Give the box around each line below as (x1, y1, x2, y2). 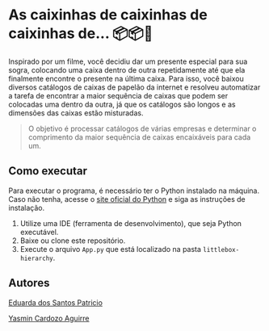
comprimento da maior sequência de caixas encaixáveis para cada (27, 132, 251, 142)
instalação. (8, 203, 45, 212)
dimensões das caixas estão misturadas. (8, 107, 144, 118)
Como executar (8, 164, 87, 178)
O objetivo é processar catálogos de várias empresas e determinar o (27, 124, 257, 133)
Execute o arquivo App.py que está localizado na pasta (19, 244, 202, 253)
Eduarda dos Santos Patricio (8, 297, 103, 308)
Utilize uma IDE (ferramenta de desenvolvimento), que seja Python (19, 218, 242, 228)
